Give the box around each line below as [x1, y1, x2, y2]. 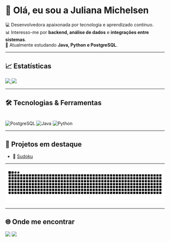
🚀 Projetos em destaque [5, 140, 82, 148]
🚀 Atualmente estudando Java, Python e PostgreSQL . [5, 42, 118, 48]
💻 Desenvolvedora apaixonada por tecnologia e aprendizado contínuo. [5, 21, 154, 27]
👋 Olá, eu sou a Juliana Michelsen [5, 5, 149, 16]
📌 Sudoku [12, 153, 33, 159]
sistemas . [5, 36, 26, 43]
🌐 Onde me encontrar [5, 218, 75, 226]
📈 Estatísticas [5, 62, 52, 70]
